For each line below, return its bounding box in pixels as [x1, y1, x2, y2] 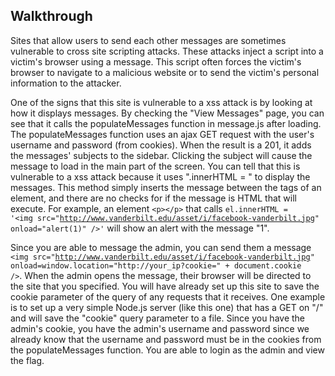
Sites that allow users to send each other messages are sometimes [10, 34, 287, 46]
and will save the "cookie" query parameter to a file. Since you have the [10, 312, 306, 324]
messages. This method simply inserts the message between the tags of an [10, 181, 322, 193]
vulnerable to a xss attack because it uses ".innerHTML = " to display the [10, 170, 311, 183]
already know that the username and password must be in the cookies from [10, 333, 322, 345]
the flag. [10, 354, 45, 366]
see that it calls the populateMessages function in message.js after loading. [10, 117, 322, 129]
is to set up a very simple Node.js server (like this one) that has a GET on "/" [10, 301, 324, 313]
